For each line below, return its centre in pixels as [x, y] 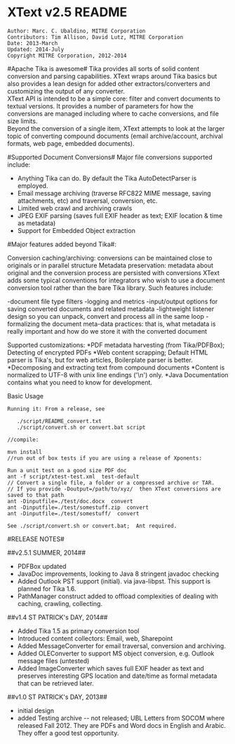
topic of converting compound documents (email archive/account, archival [115, 136]
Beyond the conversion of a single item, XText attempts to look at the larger [116, 128]
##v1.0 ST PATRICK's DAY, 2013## [57, 697]
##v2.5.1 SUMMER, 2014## [47, 553]
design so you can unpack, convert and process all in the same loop [106, 316]
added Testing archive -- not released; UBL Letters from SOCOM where [121, 718]
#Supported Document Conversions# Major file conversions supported [110, 157]
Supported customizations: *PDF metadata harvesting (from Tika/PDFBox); [116, 345]
